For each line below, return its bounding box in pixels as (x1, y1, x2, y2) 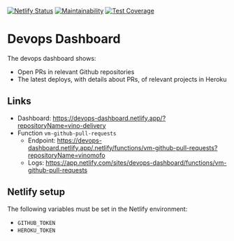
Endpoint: (27, 136, 56, 145)
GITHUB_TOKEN (17, 219, 56, 226)
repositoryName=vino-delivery (17, 121, 106, 129)
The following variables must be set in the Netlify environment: (7, 205, 188, 213)
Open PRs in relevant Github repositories (17, 67, 135, 76)
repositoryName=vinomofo (27, 151, 106, 159)
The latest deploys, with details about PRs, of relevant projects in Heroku (17, 75, 227, 83)
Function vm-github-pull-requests (17, 129, 117, 137)
